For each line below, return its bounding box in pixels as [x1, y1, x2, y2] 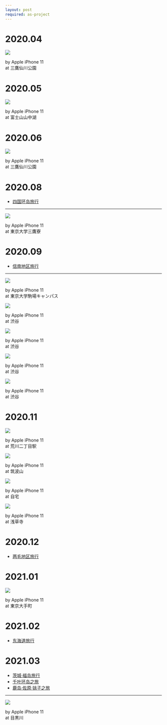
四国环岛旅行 [12, 198, 39, 204]
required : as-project [5, 12, 50, 17]
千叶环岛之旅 [12, 678, 39, 684]
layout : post [5, 7, 32, 12]
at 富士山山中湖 [5, 114, 37, 120]
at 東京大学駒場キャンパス [5, 293, 59, 299]
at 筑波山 [5, 468, 24, 474]
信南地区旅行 [12, 263, 39, 269]
